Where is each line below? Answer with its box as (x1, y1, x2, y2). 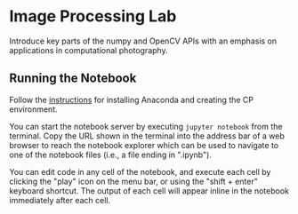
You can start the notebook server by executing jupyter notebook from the (9, 121, 283, 131)
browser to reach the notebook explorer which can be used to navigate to (9, 139, 278, 150)
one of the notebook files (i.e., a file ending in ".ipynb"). (9, 149, 212, 160)
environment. (9, 104, 58, 115)
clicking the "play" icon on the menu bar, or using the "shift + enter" (9, 176, 258, 186)
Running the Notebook (9, 71, 137, 86)
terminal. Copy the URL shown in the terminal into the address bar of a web (9, 131, 285, 141)
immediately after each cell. (9, 194, 111, 205)
